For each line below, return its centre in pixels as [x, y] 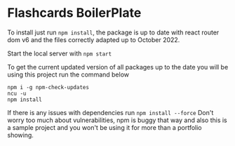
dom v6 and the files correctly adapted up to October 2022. [94, 39]
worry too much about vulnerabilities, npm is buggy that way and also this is [117, 120]
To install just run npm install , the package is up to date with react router [113, 32]
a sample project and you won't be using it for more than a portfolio [105, 127]
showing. [20, 135]
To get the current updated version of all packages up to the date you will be [118, 67]
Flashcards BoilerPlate [74, 13]
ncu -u [17, 93]
